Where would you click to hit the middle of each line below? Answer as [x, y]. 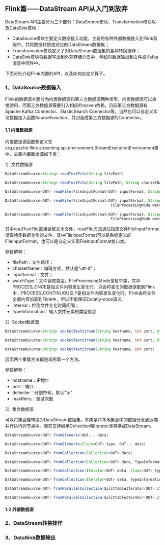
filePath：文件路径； [33, 262]
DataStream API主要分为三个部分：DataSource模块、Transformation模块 [79, 22]
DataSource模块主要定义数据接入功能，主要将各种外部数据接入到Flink [83, 38]
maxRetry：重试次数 [33, 399]
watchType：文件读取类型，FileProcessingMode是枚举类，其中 [76, 281]
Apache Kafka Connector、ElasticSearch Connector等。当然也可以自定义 [79, 111]
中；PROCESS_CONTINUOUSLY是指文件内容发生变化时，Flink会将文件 [84, 293]
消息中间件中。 [27, 63]
